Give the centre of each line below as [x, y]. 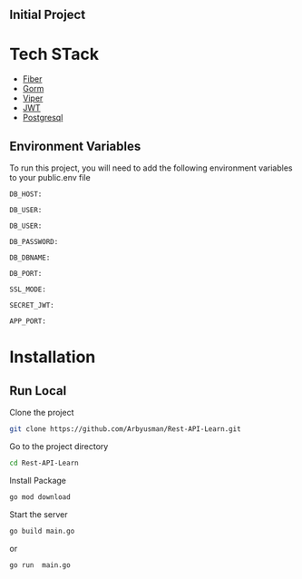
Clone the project [42, 413]
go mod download [40, 497]
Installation [53, 357]
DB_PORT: [26, 274]
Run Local [38, 391]
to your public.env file [50, 178]
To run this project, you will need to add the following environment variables [151, 168]
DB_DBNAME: [30, 258]
